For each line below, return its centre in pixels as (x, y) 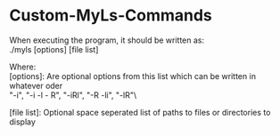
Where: (23, 67)
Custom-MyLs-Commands (111, 16)
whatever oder (36, 85)
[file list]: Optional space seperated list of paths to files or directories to (140, 112)
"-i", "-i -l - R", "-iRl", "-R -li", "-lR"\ (73, 95)
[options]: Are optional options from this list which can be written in (133, 76)
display (22, 122)
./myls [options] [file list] (54, 49)
